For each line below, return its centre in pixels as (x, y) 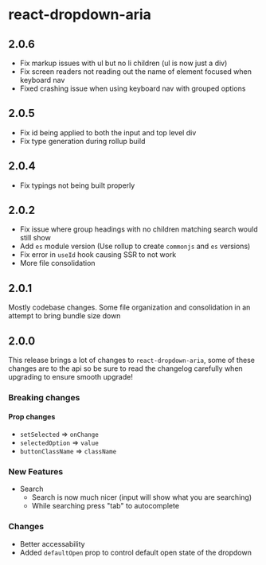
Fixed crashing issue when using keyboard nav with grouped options (133, 88)
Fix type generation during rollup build (82, 141)
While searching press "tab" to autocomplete (106, 506)
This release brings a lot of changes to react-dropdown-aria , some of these (131, 360)
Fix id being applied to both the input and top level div (108, 132)
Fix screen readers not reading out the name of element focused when (136, 72)
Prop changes (32, 416)
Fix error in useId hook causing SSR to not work (98, 255)
